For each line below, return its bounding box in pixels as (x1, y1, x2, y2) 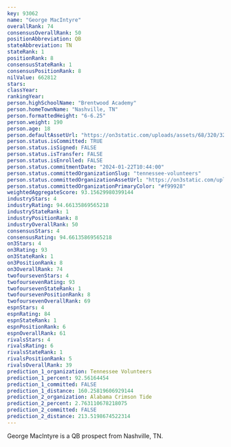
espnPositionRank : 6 (7, 323, 67, 330)
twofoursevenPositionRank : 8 (7, 292, 91, 298)
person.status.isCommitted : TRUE (7, 138, 103, 145)
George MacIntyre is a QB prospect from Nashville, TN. (7, 431, 164, 440)
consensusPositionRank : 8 (7, 67, 81, 74)
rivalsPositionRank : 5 (7, 356, 72, 362)
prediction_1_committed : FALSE (7, 381, 97, 388)
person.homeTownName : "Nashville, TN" (7, 106, 118, 113)
